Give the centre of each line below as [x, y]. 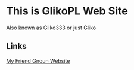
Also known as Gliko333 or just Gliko [51, 28]
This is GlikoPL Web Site [67, 11]
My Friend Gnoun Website [38, 60]
